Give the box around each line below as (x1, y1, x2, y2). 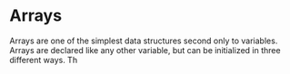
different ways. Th (9, 54, 78, 65)
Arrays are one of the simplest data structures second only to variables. (9, 35, 278, 46)
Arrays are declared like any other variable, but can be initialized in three (9, 44, 281, 55)
